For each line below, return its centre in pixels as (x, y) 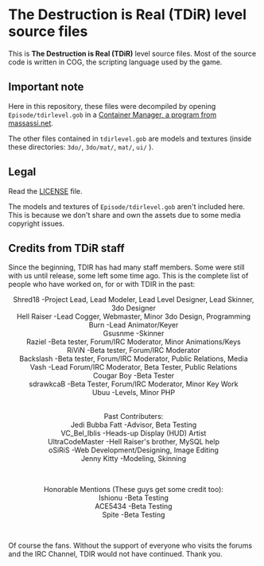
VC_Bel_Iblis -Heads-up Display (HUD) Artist (134, 433)
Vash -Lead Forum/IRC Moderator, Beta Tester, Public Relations (134, 367)
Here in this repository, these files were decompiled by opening (112, 106)
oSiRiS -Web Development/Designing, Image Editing (134, 450)
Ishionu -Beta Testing (134, 498)
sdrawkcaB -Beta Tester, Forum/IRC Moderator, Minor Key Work (134, 384)
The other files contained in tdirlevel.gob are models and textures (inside (130, 138)
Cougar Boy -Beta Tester (134, 376)
